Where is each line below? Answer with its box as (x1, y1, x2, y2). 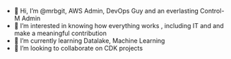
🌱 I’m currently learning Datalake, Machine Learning (13, 37, 165, 45)
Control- (200, 7, 225, 15)
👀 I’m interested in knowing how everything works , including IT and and (13, 22, 224, 29)
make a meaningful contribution (13, 29, 107, 37)
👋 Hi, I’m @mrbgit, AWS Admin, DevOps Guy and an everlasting (13, 7, 199, 15)
